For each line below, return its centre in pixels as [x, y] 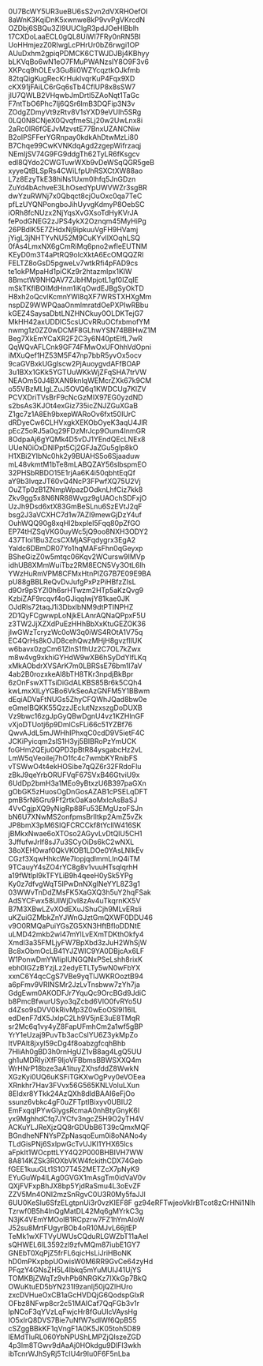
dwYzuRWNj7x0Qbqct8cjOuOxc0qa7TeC [75, 196]
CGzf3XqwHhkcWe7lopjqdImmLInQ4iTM [74, 859]
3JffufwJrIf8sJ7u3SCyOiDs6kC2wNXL [71, 842]
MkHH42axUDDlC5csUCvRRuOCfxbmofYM [79, 322]
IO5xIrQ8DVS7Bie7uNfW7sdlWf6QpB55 [72, 1320]
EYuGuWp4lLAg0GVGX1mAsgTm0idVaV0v [77, 1177]
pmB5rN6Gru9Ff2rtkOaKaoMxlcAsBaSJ [73, 800]
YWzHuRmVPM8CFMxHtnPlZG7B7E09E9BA [80, 573]
